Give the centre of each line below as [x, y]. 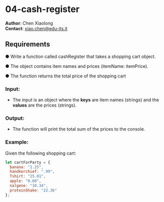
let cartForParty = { [28, 162]
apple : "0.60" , [26, 181]
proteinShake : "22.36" [33, 190]
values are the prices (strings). [44, 105]
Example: [17, 142]
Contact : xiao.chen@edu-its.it [36, 28]
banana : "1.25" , [27, 167]
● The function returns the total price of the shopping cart [66, 76]
